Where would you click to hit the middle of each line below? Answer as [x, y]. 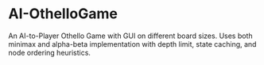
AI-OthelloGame [63, 14]
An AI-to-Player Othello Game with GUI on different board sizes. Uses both [130, 36]
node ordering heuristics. [50, 52]
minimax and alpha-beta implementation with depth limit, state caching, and [132, 44]
